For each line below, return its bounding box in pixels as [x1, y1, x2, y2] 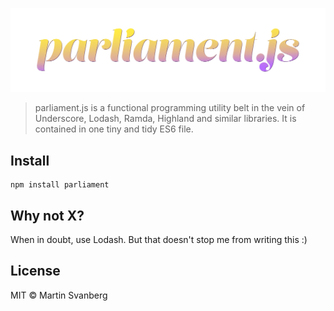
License [10, 263, 61, 280]
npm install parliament [10, 180, 110, 190]
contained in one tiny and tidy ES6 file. [34, 123, 194, 135]
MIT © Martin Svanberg [10, 289, 108, 301]
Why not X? [10, 207, 85, 224]
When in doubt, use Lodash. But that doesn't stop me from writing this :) [10, 233, 308, 245]
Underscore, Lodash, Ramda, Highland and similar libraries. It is [34, 113, 297, 125]
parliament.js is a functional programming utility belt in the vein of [34, 102, 306, 114]
